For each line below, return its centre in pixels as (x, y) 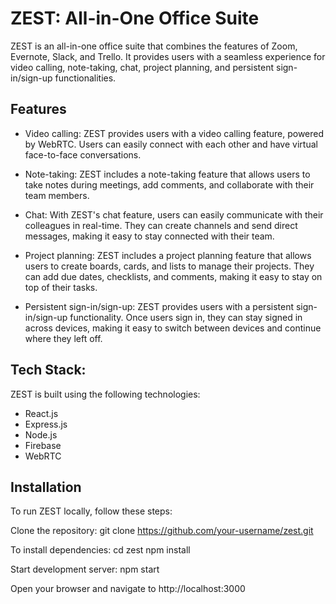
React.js (41, 413)
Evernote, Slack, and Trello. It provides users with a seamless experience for (168, 56)
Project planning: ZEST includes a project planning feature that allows (168, 255)
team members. (57, 195)
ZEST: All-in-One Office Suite (135, 18)
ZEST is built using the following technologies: (105, 394)
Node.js (41, 434)
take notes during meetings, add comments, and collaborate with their (169, 184)
